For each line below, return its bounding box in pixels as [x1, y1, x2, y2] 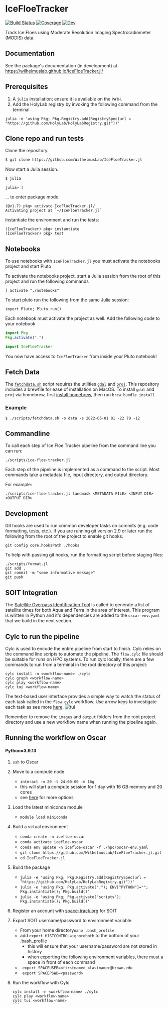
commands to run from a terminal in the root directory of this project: [5, 661, 147, 667]
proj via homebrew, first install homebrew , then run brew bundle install [5, 392, 155, 398]
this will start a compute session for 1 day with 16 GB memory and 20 [20, 783, 162, 790]
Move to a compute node [12, 768, 65, 774]
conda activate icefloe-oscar [20, 839, 84, 844]
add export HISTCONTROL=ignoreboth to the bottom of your [20, 932, 139, 938]
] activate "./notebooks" [5, 288, 59, 293]
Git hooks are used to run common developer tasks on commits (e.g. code [5, 523, 159, 529]
